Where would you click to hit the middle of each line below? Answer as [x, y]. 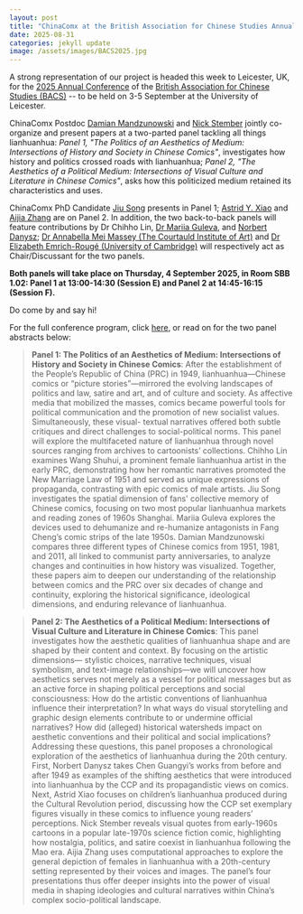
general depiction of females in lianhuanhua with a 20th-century [151, 862]
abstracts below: [41, 337]
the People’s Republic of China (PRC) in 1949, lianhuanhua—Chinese [158, 374]
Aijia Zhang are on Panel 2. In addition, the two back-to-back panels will [143, 218]
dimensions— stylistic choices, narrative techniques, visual [141, 660]
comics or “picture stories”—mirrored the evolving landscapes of [152, 384]
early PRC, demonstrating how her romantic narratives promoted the [159, 470]
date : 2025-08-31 [42, 34]
